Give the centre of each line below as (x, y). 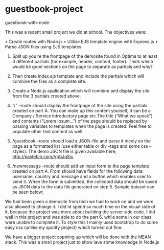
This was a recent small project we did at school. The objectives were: (76, 32)
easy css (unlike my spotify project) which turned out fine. (64, 227)
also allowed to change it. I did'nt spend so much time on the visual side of (80, 206)
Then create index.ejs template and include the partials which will (78, 76)
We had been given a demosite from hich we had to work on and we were (79, 201)
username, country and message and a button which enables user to (82, 176)
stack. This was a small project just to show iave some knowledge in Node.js (82, 242)
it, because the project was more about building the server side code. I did (80, 212)
